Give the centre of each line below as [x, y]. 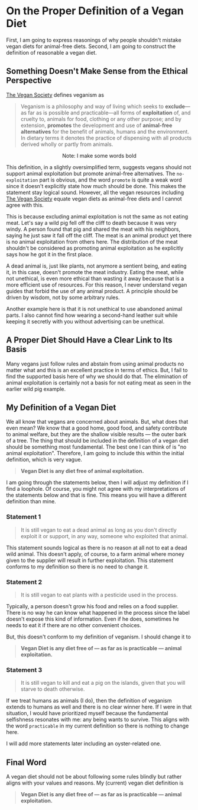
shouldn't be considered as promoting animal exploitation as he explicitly [95, 248]
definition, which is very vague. [44, 460]
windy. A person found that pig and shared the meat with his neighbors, [93, 229]
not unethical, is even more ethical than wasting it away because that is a [95, 278]
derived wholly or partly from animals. [67, 144]
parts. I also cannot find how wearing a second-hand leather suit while [92, 315]
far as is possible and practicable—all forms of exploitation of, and [109, 112]
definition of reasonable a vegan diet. [52, 52]
